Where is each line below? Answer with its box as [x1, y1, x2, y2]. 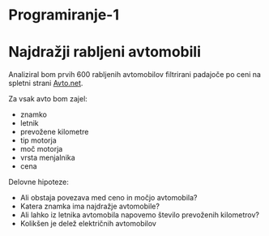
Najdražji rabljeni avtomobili [8, 43, 201, 62]
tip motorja [19, 135, 57, 145]
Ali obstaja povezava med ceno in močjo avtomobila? [19, 193, 198, 203]
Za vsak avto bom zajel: [8, 94, 88, 104]
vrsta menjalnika [19, 152, 75, 163]
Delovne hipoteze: [8, 177, 69, 187]
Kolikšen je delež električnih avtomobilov [19, 219, 156, 229]
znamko [19, 109, 47, 119]
